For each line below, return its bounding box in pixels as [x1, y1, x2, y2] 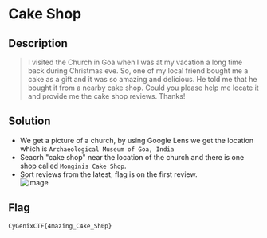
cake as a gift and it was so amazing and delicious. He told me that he [27, 75, 257, 84]
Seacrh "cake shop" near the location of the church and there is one [19, 152, 245, 162]
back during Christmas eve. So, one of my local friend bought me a [27, 66, 249, 76]
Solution [8, 115, 51, 128]
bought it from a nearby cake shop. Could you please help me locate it [27, 83, 259, 92]
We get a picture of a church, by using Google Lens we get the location [19, 135, 254, 145]
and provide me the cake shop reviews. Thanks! [27, 92, 186, 100]
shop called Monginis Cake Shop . [19, 161, 127, 170]
